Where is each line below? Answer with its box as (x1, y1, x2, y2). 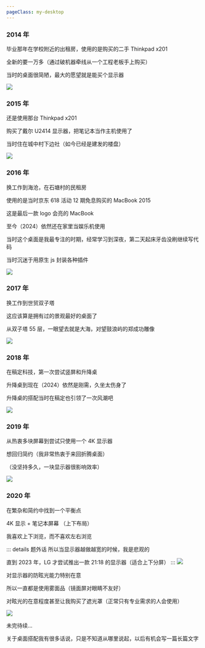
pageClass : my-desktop (6, 9, 64, 15)
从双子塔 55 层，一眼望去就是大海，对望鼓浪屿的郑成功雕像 (6, 325, 155, 333)
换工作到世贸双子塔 (6, 299, 55, 306)
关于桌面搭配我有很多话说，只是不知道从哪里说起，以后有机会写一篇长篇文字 (6, 635, 199, 642)
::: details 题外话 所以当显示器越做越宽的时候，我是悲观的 (6, 545, 150, 553)
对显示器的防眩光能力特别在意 (6, 571, 81, 578)
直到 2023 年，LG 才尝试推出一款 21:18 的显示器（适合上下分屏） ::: (6, 558, 176, 566)
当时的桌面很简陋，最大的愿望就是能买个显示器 (6, 71, 124, 78)
